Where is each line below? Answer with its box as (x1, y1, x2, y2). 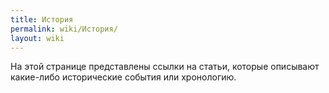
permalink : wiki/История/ (10, 24, 118, 34)
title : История (10, 14, 74, 25)
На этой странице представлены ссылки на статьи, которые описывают (10, 61, 320, 73)
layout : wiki (10, 33, 65, 43)
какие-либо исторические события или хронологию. (10, 71, 237, 83)
